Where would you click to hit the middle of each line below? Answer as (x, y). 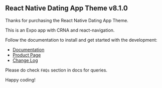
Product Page (27, 55)
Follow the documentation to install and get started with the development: (81, 40)
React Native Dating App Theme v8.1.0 (66, 8)
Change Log (25, 60)
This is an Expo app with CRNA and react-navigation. (60, 30)
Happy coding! (21, 79)
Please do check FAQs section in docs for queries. (56, 70)
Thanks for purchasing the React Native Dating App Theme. (67, 20)
